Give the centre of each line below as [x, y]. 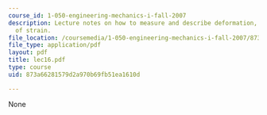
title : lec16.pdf [37, 60]
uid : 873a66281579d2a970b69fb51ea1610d [74, 75]
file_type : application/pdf [55, 45]
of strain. [33, 30]
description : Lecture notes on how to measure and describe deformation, [133, 23]
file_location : [33, 38]
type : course [30, 67]
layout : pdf [28, 52]
